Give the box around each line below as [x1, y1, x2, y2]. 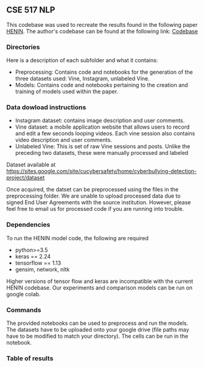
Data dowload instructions [6, 103, 86, 112]
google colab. [6, 290, 41, 298]
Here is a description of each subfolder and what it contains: [6, 57, 158, 64]
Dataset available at [6, 161, 56, 168]
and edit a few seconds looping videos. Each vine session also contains [15, 130, 195, 137]
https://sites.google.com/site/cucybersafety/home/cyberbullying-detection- [6, 168, 197, 175]
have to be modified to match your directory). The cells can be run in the [6, 332, 189, 340]
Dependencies [6, 221, 51, 229]
